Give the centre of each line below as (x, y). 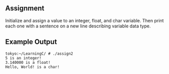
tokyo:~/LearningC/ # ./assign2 (39, 53)
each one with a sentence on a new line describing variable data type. (78, 26)
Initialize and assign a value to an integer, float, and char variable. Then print (84, 20)
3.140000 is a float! (28, 62)
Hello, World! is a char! (32, 67)
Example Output (31, 42)
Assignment (25, 8)
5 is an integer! (23, 58)
